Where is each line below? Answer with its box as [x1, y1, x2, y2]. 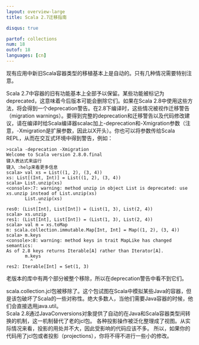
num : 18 [6, 41, 26, 48]
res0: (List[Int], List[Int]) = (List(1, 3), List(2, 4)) [6, 206, 153, 212]
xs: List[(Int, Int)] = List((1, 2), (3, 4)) [6, 174, 121, 181]
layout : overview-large [6, 8, 66, 15]
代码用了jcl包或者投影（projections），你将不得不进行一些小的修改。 [6, 332, 173, 339]
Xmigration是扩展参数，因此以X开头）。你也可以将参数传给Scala [18, 127, 175, 134]
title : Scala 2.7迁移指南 [6, 14, 67, 20]
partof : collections [6, 36, 58, 42]
